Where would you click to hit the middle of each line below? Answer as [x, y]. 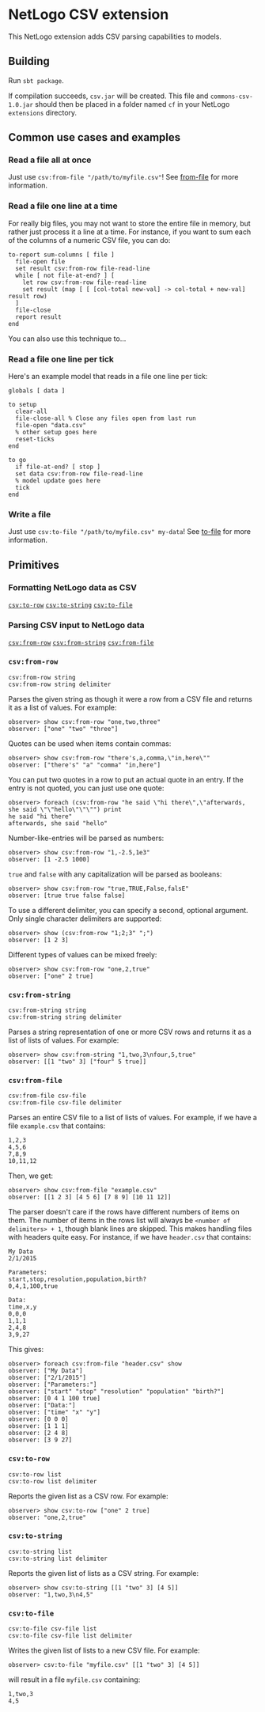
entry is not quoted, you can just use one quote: [86, 788]
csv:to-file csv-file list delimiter [70, 1636]
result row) [28, 296]
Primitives [34, 564]
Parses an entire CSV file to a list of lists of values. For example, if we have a [132, 1118]
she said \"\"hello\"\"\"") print [65, 809]
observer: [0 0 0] [38, 1419]
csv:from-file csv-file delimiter [65, 1103]
